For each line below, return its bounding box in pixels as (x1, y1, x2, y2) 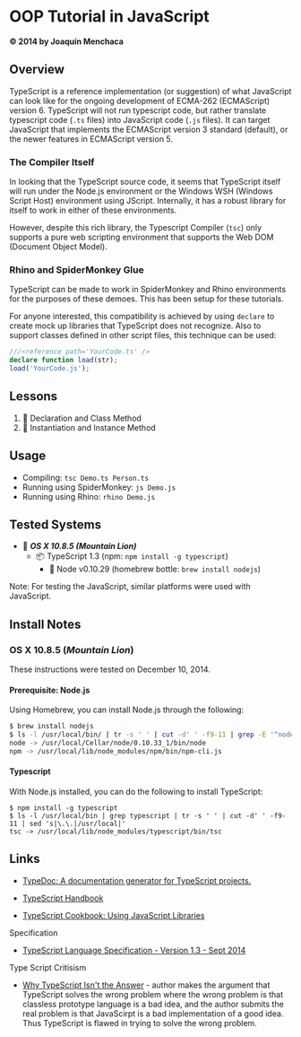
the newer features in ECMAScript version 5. (9, 133, 173, 144)
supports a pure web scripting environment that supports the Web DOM (9, 231, 274, 243)
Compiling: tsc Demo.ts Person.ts (21, 472, 150, 483)
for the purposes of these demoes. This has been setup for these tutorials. (9, 293, 285, 304)
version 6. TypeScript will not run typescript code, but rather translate (9, 105, 267, 116)
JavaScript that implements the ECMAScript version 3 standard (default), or (9, 124, 288, 135)
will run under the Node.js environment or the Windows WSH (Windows (9, 186, 273, 196)
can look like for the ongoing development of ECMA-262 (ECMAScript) (9, 95, 271, 106)
